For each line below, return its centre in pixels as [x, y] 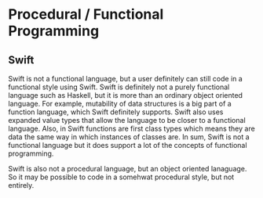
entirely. [21, 185]
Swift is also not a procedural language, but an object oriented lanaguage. [128, 169]
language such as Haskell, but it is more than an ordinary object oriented [126, 95]
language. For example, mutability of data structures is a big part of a [120, 104]
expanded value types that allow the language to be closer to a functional [127, 120]
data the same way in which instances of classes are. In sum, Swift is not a [129, 137]
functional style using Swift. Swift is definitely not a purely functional [119, 87]
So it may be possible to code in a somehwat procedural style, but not [121, 177]
